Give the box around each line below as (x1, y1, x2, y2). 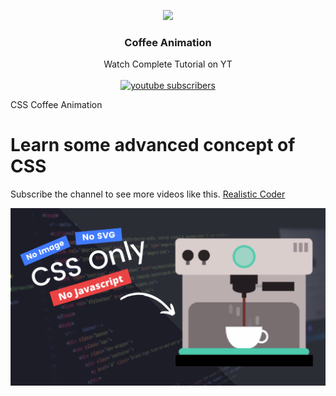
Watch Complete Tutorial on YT (103, 58, 233, 70)
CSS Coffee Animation (10, 99, 103, 111)
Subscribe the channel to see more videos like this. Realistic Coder (10, 188, 286, 200)
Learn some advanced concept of (10, 134, 296, 157)
